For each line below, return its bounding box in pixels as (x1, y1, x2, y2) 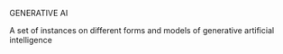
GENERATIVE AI (9, 8, 68, 18)
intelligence (9, 35, 52, 45)
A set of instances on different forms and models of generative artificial (9, 25, 275, 35)
